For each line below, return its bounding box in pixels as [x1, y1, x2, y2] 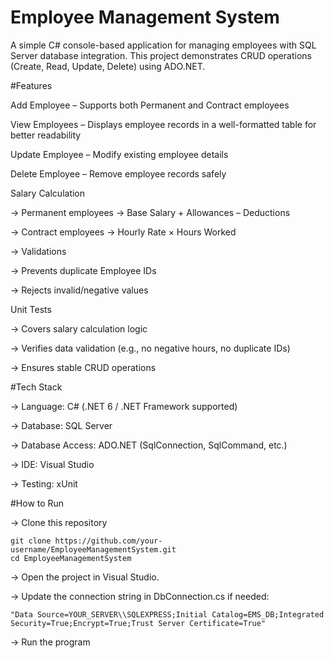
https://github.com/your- [54, 536, 163, 546]
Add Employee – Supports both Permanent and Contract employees [10, 99, 290, 111]
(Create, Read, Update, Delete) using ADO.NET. [10, 60, 206, 72]
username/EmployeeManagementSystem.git [10, 544, 177, 555]
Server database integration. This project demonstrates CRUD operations [10, 49, 312, 61]
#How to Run [10, 497, 65, 509]
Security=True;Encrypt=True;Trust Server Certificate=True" [10, 618, 267, 628]
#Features [10, 79, 53, 91]
